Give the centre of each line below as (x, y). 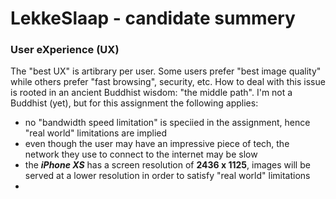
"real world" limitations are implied (96, 133)
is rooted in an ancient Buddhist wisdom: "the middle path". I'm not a (151, 93)
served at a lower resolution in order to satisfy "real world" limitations (167, 176)
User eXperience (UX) (65, 50)
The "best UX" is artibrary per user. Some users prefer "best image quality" (166, 71)
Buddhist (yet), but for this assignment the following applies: (134, 103)
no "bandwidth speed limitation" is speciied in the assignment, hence (167, 123)
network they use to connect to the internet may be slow (141, 154)
